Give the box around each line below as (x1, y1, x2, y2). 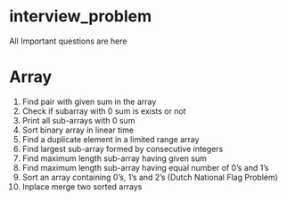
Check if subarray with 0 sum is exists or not (21, 105, 186, 117)
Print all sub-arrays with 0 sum (21, 115, 135, 125)
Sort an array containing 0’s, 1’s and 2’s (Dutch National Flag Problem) (21, 172, 279, 182)
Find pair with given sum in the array (21, 96, 157, 107)
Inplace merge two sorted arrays (21, 181, 143, 192)
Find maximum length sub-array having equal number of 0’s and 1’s (21, 162, 269, 173)
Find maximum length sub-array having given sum (21, 153, 207, 164)
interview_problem (9, 6, 152, 27)
